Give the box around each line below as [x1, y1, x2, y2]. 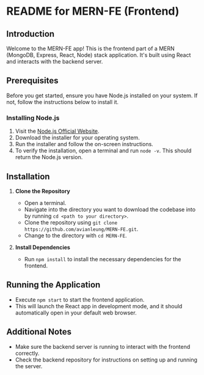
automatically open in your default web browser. [15, 309, 137, 316]
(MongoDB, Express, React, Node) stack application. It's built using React [6, 51, 191, 59]
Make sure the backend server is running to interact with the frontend [15, 343, 191, 350]
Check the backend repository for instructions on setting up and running [15, 356, 197, 363]
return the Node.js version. [15, 154, 83, 161]
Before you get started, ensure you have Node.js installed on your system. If [6, 92, 198, 99]
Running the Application [6, 280, 101, 290]
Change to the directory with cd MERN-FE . [24, 231, 127, 239]
